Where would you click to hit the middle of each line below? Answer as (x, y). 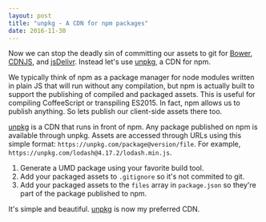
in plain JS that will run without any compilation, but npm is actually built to (131, 86)
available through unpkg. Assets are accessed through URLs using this (125, 135)
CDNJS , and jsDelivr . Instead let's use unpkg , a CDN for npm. (109, 62)
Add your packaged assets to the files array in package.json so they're (138, 185)
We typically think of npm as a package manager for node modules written (131, 78)
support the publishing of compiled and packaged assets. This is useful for (132, 95)
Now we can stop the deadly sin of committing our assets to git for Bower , (131, 54)
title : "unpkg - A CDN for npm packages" (79, 23)
